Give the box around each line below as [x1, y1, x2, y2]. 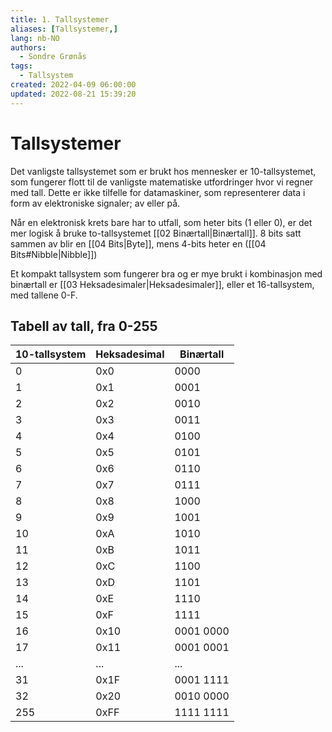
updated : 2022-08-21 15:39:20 [10, 89, 137, 99]
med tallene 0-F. [10, 289, 78, 301]
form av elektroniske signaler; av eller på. [10, 197, 181, 209]
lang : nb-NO [10, 33, 60, 43]
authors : [10, 42, 47, 53]
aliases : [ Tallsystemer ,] [10, 24, 118, 34]
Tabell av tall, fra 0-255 [10, 317, 158, 335]
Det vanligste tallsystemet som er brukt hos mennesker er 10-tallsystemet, [10, 165, 317, 177]
